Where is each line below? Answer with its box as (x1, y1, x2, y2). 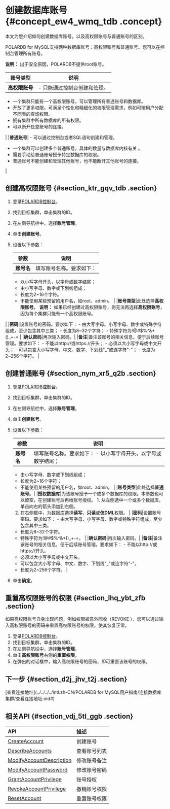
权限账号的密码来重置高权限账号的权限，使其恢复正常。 (14, 622, 130, 628)
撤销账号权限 (76, 786, 107, 792)
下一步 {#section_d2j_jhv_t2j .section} (5, 675, 127, 683)
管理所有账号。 (14, 50, 46, 56)
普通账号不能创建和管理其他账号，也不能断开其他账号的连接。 (12, 158, 142, 164)
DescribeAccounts (8, 747, 52, 754)
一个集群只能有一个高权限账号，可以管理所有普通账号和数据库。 (12, 98, 146, 104)
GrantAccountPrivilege (8, 776, 62, 783)
